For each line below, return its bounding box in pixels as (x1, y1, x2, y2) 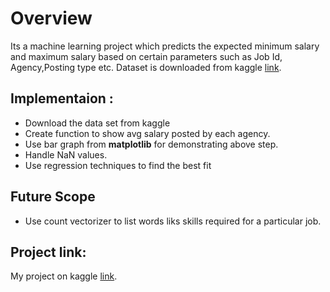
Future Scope (10, 188, 96, 206)
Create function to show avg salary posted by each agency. (24, 127, 271, 139)
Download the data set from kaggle (24, 117, 171, 129)
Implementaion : (10, 90, 114, 107)
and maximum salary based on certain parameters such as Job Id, (10, 50, 283, 62)
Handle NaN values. (24, 148, 108, 161)
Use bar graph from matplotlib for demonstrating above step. (24, 138, 279, 150)
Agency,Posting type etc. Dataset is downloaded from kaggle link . (10, 61, 282, 73)
